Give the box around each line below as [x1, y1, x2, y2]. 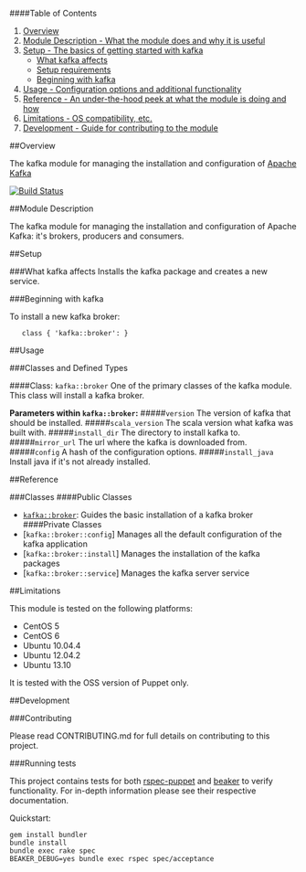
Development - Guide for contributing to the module [22, 122, 219, 133]
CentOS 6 [22, 631, 60, 641]
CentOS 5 [22, 621, 59, 632]
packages [22, 558, 61, 569]
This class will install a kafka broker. [9, 390, 144, 400]
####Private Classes [22, 519, 102, 529]
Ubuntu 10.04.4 [22, 640, 81, 651]
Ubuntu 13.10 [22, 660, 71, 670]
